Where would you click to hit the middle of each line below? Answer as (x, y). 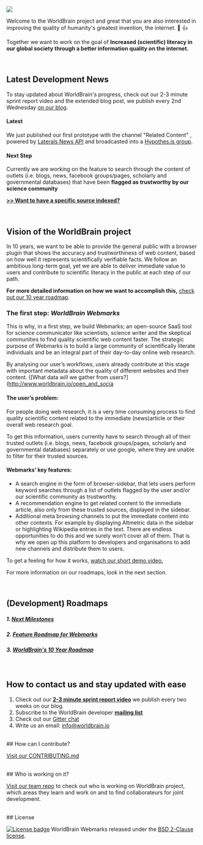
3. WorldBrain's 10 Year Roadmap (50, 650)
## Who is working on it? (38, 774)
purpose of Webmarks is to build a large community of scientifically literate (101, 346)
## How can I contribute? (38, 743)
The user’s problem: (33, 397)
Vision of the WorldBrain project (69, 232)
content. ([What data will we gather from (57, 377)
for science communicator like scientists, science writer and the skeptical (99, 333)
